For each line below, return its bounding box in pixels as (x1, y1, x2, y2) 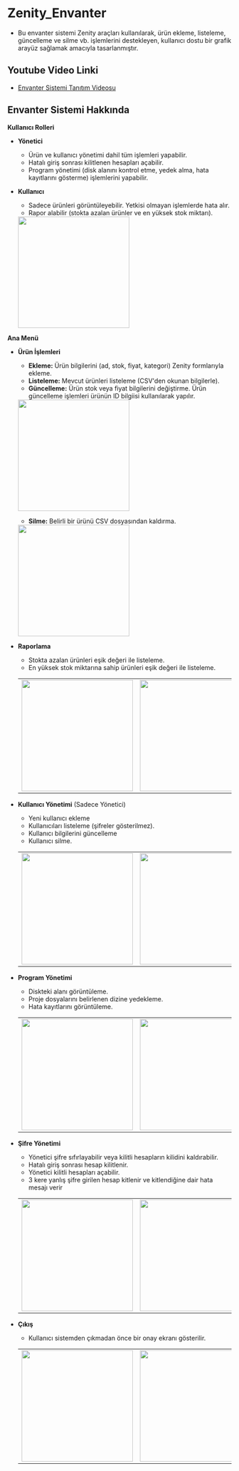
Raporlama (17, 641, 51, 650)
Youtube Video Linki (7, 64, 98, 76)
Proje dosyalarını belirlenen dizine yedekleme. (28, 994, 164, 1003)
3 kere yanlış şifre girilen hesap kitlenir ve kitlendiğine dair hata (28, 1175, 213, 1184)
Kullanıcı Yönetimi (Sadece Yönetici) (17, 800, 126, 808)
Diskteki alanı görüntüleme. (28, 987, 109, 996)
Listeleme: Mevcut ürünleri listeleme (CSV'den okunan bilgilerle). (28, 376, 220, 385)
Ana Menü (7, 334, 39, 342)
